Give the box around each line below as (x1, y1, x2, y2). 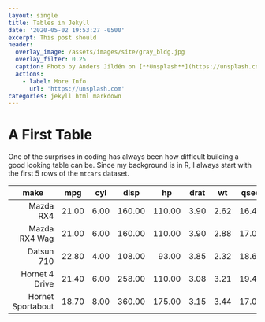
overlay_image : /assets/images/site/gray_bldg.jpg (15, 48, 185, 56)
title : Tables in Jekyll (8, 19, 90, 27)
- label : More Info (22, 77, 87, 85)
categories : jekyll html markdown (8, 92, 122, 100)
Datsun (27, 246, 54, 257)
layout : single (8, 11, 58, 20)
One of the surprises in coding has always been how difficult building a (8, 152, 239, 161)
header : (8, 41, 34, 49)
